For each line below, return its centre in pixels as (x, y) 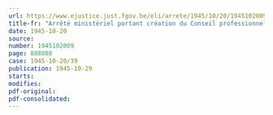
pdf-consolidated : (39, 99)
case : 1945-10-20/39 (43, 62)
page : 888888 (30, 53)
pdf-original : (32, 91)
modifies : (25, 83)
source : (22, 38)
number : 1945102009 (41, 46)
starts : (22, 76)
